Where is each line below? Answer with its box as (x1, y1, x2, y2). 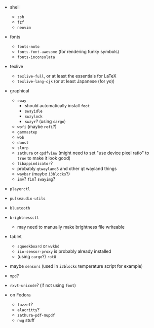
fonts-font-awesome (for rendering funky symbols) (17, 49, 119, 54)
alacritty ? (17, 307, 40, 313)
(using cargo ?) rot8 (17, 254, 57, 259)
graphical (9, 88, 30, 93)
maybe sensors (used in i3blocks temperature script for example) (9, 263, 143, 269)
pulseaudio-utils (9, 196, 46, 201)
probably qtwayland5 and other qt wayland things (17, 165, 117, 171)
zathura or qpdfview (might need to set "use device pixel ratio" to (17, 150, 150, 156)
